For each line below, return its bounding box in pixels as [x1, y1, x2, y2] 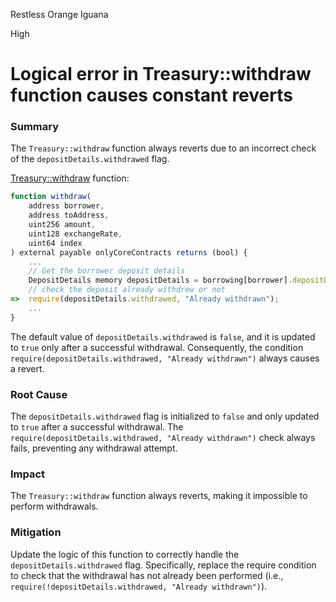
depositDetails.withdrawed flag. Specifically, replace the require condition [10, 559, 317, 571]
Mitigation [10, 525, 62, 539]
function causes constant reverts [10, 84, 293, 107]
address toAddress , [28, 210, 110, 221]
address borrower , [28, 201, 105, 211]
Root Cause [10, 387, 68, 401]
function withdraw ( [10, 192, 92, 202]
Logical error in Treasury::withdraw [10, 63, 312, 86]
